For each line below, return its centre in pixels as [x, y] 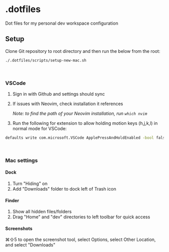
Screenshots [19, 228]
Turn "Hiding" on [30, 183]
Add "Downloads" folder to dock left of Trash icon [64, 189]
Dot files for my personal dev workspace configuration [62, 23]
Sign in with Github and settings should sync [59, 94]
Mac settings [22, 160]
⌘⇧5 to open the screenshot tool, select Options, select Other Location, [80, 239]
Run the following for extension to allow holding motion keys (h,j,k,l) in [85, 123]
